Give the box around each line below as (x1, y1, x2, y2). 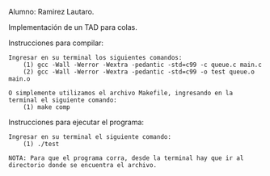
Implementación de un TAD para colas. (8, 23, 137, 31)
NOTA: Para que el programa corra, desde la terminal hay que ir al (8, 154, 244, 162)
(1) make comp (23, 103, 70, 111)
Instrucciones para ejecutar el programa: (8, 117, 144, 127)
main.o (8, 75, 31, 83)
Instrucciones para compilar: (8, 38, 103, 48)
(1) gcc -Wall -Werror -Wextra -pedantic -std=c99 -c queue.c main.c (23, 61, 263, 69)
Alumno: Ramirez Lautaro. (8, 7, 95, 16)
